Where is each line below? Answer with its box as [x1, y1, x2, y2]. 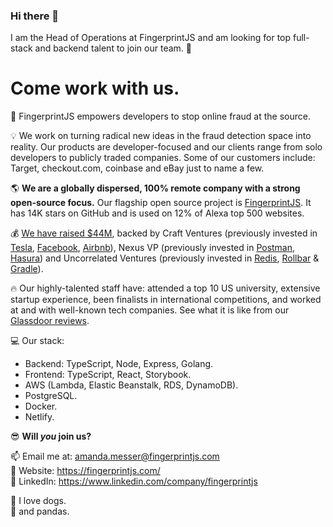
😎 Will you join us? [10, 430, 92, 443]
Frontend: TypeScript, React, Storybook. [24, 369, 192, 381]
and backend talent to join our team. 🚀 [34, 42, 192, 54]
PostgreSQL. [24, 390, 78, 402]
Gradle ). [10, 263, 44, 275]
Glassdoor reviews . [10, 315, 90, 327]
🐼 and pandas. [10, 505, 70, 518]
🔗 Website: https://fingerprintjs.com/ [10, 465, 161, 477]
